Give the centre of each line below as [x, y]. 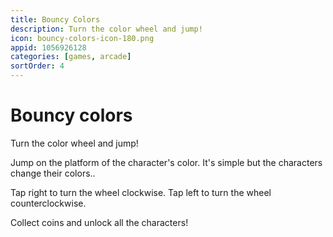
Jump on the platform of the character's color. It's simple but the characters [166, 162]
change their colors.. [53, 173]
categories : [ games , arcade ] [71, 57]
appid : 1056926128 [48, 47]
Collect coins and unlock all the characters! [99, 222]
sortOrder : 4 [37, 66]
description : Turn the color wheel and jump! [106, 29]
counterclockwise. [48, 203]
